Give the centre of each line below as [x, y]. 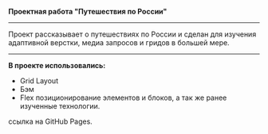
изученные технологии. [60, 106]
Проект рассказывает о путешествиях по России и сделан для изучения [132, 34]
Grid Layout [39, 81]
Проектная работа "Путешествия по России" [88, 11]
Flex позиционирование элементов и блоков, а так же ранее [123, 98]
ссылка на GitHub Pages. [51, 121]
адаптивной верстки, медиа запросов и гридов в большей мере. [119, 42]
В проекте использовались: [57, 65]
